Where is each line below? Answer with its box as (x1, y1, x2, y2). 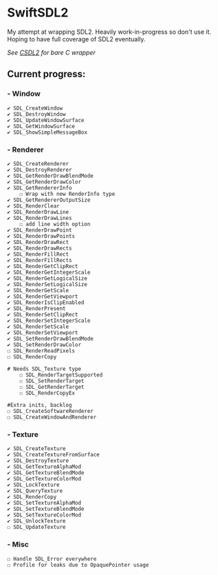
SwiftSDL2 (7, 5, 69, 21)
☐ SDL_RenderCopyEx (19, 390, 76, 396)
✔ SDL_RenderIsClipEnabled (7, 299, 85, 306)
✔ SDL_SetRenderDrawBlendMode (7, 335, 94, 342)
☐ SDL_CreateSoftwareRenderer (7, 407, 94, 414)
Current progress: (7, 68, 86, 80)
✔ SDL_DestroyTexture (7, 457, 69, 465)
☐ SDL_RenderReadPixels (7, 347, 76, 354)
